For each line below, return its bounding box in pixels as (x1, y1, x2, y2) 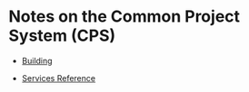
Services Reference (21, 72, 96, 83)
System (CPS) (8, 25, 116, 46)
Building (21, 55, 53, 66)
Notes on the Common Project (8, 6, 241, 27)
